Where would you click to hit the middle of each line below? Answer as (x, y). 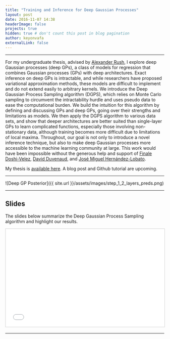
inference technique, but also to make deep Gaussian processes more (78, 143)
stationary (16, 132)
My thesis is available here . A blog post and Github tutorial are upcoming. (81, 168)
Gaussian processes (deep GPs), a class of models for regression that (78, 67)
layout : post (19, 15)
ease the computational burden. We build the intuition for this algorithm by (82, 105)
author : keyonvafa (24, 38)
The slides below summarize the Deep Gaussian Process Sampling (75, 216)
